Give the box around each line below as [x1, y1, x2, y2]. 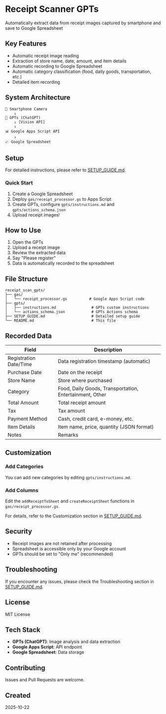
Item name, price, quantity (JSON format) [57, 424, 154, 431]
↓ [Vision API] [14, 119, 45, 124]
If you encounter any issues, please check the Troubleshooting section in [5, 578, 154, 584]
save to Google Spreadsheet [5, 25, 63, 31]
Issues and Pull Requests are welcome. [5, 677, 85, 683]
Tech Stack [5, 625, 41, 634]
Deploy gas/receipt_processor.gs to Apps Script [12, 196, 112, 202]
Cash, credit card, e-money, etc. [57, 415, 133, 422]
